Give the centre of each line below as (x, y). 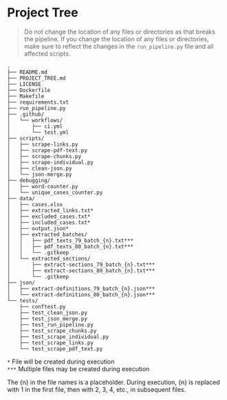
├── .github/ (26, 114)
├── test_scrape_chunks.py (58, 331)
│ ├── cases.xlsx (35, 204)
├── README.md (28, 72)
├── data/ (21, 198)
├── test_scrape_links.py (57, 343)
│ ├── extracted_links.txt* (51, 210)
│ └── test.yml (38, 132)
